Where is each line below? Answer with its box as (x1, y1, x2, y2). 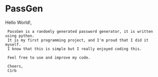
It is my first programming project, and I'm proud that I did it (7, 38, 149, 43)
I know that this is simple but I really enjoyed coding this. (7, 46, 142, 51)
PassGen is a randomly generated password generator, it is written (7, 29, 153, 34)
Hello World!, (5, 19, 32, 25)
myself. (5, 42, 21, 47)
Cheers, (7, 64, 23, 69)
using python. (5, 33, 35, 38)
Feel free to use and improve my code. (7, 55, 91, 60)
